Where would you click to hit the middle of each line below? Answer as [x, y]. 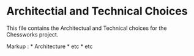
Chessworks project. [32, 34]
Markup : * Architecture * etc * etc [50, 46]
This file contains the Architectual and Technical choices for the [87, 28]
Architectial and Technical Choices [97, 11]
